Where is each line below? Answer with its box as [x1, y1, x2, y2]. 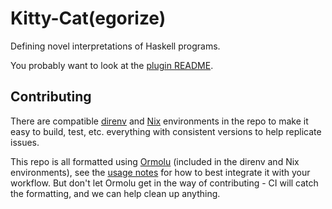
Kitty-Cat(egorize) [10, 7, 167, 30]
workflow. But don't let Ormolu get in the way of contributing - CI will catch [10, 177, 319, 189]
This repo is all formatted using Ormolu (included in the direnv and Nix [10, 155, 300, 167]
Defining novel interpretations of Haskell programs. [10, 40, 221, 52]
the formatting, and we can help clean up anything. [10, 187, 221, 199]
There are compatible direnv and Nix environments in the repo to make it [10, 115, 309, 127]
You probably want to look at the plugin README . [10, 59, 214, 71]
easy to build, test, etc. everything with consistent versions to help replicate [10, 125, 322, 137]
